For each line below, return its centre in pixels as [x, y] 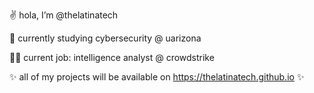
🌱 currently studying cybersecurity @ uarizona [105, 38]
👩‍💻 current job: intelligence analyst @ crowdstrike [112, 57]
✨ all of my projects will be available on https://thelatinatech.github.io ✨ [157, 77]
